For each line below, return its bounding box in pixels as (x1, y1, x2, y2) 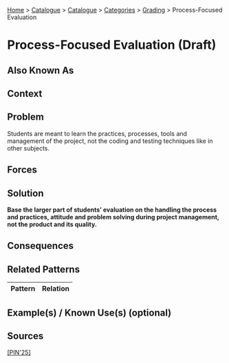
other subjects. (7, 144, 50, 152)
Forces (7, 164, 38, 176)
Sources (7, 330, 44, 342)
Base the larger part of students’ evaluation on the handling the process (7, 206, 217, 214)
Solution (7, 187, 44, 199)
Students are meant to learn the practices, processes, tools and (7, 129, 188, 137)
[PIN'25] (7, 349, 31, 357)
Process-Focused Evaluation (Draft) (7, 37, 217, 53)
